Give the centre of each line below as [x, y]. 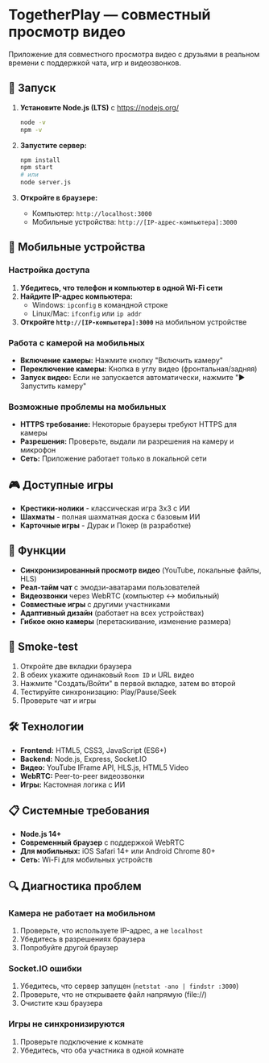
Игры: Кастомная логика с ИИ [72, 784]
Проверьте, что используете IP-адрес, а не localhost [112, 931]
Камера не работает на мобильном [82, 913]
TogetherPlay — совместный [110, 15]
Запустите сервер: [53, 145]
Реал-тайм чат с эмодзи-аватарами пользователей [110, 587]
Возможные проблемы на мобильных [87, 407]
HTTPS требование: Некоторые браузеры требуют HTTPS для [128, 424]
